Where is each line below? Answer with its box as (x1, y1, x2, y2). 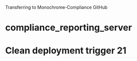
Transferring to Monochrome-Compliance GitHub (5, 5, 108, 10)
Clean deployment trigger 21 (5, 45, 127, 56)
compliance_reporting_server (5, 22, 132, 33)
